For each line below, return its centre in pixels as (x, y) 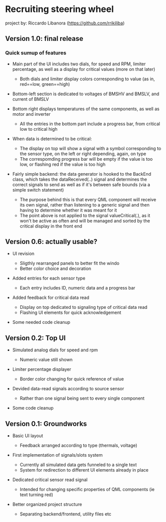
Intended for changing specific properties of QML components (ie (87, 490)
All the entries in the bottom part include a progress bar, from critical (90, 124)
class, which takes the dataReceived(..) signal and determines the (80, 179)
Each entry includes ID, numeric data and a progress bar (78, 288)
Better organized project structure (47, 505)
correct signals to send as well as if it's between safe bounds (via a (81, 184)
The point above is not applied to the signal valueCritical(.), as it (85, 215)
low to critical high (39, 129)
